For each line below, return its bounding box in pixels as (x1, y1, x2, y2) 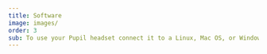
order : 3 (8, 26, 37, 34)
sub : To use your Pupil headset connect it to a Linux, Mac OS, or (8, 33, 237, 42)
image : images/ (8, 19, 59, 27)
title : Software (8, 11, 62, 20)
